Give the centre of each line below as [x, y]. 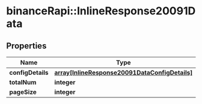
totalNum [23, 82]
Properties [26, 46]
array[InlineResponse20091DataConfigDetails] [124, 73]
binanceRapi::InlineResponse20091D [101, 11]
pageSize [23, 92]
